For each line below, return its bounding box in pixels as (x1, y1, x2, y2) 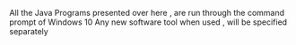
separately (9, 26, 49, 36)
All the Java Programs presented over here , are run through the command (9, 8, 285, 18)
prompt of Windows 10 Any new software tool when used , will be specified (9, 17, 288, 27)
